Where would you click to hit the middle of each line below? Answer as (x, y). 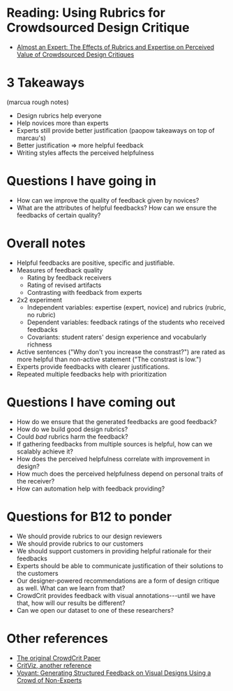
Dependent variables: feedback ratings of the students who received (126, 322)
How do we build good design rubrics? (72, 429)
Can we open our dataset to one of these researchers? (95, 610)
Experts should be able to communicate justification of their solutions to (120, 566)
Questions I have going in (81, 181)
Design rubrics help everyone (59, 115)
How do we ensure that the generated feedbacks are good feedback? (117, 421)
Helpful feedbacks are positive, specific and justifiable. (96, 263)
